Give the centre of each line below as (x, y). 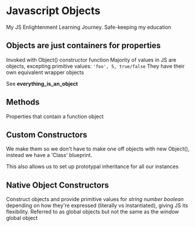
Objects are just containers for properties (83, 46)
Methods (23, 102)
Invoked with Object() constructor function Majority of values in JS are (91, 59)
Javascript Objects (53, 11)
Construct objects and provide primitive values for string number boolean (95, 199)
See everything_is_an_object (42, 84)
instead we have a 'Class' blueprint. (49, 155)
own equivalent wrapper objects (45, 72)
